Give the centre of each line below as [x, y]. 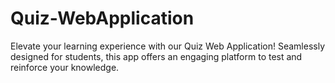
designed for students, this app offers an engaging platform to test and [156, 56]
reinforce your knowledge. [65, 67]
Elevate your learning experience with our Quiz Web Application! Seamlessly [167, 46]
